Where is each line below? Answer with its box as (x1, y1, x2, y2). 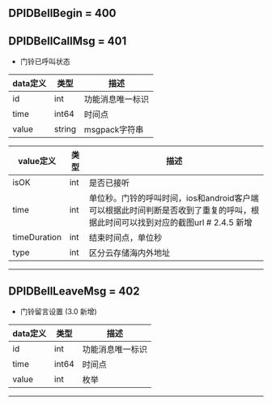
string (53, 123, 77, 135)
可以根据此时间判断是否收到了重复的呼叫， (88, 205, 252, 216)
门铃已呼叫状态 (19, 57, 70, 67)
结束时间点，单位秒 (88, 232, 163, 243)
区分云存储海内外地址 (88, 248, 171, 259)
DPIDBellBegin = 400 (8, 6, 117, 20)
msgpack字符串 (83, 124, 144, 136)
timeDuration (12, 231, 62, 243)
